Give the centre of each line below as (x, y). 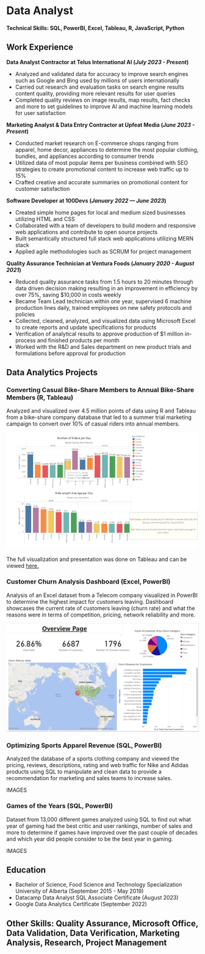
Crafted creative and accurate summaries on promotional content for (102, 182)
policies (25, 314)
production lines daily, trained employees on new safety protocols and (103, 307)
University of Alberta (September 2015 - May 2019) (79, 891)
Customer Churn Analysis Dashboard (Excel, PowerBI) (88, 582)
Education (26, 870)
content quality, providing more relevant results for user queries (95, 93)
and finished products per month (78, 340)
